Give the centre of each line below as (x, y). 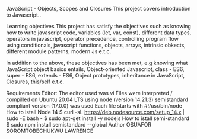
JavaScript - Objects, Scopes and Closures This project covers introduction (99, 9)
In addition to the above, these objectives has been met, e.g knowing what (97, 63)
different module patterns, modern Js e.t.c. (59, 51)
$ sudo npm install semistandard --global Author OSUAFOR (79, 125)
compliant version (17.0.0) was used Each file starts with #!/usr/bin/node (94, 106)
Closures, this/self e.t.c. (35, 82)
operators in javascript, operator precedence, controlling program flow (93, 39)
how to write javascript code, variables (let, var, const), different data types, (99, 33)
